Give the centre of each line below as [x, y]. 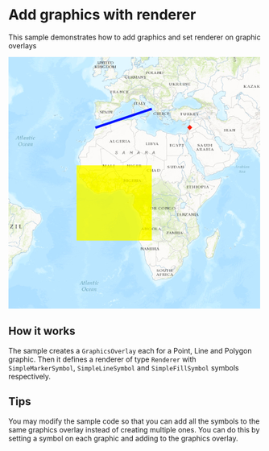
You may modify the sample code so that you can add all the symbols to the [134, 421]
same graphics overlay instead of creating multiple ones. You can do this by [134, 429]
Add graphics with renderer [102, 15]
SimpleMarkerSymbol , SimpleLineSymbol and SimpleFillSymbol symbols [124, 367]
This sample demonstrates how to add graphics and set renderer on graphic [135, 37]
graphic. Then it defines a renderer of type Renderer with [102, 359]
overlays [23, 45]
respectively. [29, 376]
